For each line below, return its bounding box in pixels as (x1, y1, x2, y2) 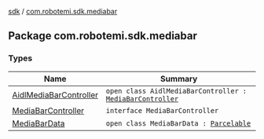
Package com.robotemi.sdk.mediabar (8, 29, 198, 42)
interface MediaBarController (105, 106, 219, 115)
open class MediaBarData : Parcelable (105, 119, 251, 128)
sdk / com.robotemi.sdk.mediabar (8, 7, 118, 16)
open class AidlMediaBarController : (105, 86, 247, 95)
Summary (159, 73, 198, 84)
